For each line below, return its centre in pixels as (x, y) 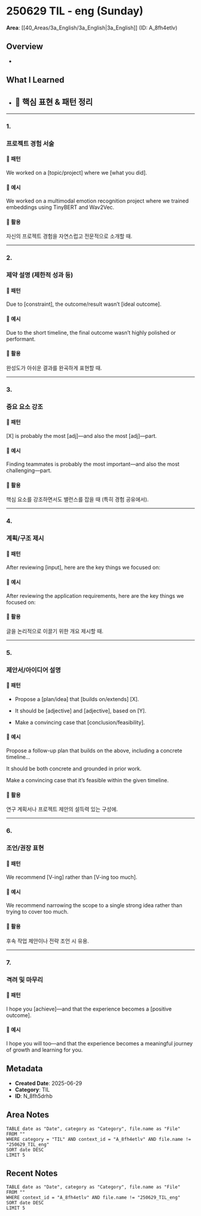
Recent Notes (32, 1173)
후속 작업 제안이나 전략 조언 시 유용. (48, 941)
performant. (21, 339)
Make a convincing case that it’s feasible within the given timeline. (88, 780)
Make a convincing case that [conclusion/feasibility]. (80, 722)
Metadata (25, 1069)
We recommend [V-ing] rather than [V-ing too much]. (72, 877)
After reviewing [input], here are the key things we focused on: (83, 567)
